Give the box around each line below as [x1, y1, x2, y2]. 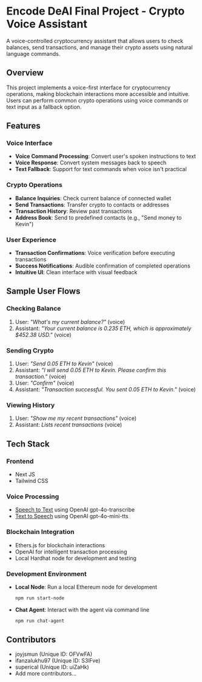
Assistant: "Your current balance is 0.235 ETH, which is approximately [15, 325, 192, 332]
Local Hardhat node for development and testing [15, 554, 136, 562]
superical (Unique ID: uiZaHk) [15, 663, 89, 671]
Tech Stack [6, 439, 50, 449]
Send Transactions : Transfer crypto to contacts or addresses [15, 201, 170, 208]
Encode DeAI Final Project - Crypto [6, 4, 185, 18]
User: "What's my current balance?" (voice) [15, 318, 126, 325]
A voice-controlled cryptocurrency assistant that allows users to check [6, 37, 184, 44]
